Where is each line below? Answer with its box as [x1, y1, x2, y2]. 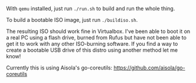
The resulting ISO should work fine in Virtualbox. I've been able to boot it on [6, 28, 191, 35]
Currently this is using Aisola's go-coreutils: [6, 64, 113, 71]
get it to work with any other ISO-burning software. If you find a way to [6, 41, 178, 47]
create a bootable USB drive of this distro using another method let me [6, 47, 178, 54]
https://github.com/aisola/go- [113, 64, 185, 71]
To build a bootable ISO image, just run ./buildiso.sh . [6, 16, 138, 23]
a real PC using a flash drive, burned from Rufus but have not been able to [6, 34, 187, 41]
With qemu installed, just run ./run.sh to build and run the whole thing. [6, 5, 175, 12]
